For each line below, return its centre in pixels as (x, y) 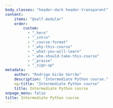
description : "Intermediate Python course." (61, 79)
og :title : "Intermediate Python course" (57, 84)
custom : (31, 28)
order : (21, 24)
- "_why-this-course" (50, 47)
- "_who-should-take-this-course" (63, 56)
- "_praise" (40, 61)
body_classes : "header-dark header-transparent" (57, 10)
